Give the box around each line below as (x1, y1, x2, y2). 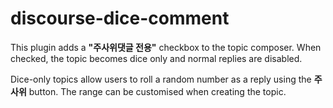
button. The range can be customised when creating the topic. (28, 85, 287, 97)
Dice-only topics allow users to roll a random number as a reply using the (10, 73, 312, 85)
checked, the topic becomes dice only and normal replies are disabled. (10, 52, 303, 64)
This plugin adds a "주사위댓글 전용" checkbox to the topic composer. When (10, 41, 322, 53)
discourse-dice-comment (10, 7, 230, 30)
